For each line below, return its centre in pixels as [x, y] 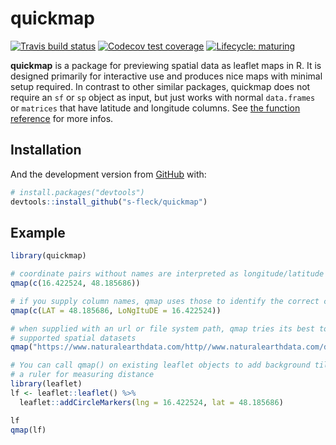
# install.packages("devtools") [77, 192]
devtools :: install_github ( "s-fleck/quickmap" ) [109, 202]
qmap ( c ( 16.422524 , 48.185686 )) [75, 283]
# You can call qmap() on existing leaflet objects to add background [160, 365]
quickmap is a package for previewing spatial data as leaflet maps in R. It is [166, 65]
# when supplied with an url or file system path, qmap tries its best [162, 328]
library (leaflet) [46, 384]
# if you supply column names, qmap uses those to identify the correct [165, 301]
